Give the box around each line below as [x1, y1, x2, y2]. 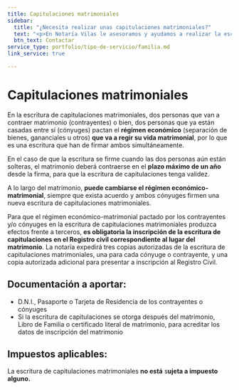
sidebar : [7, 17, 33, 24]
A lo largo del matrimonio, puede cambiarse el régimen [7, 183, 171, 192]
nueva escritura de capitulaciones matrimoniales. [7, 199, 152, 207]
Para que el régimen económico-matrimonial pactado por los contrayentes [7, 212, 226, 221]
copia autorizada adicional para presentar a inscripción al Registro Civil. [7, 258, 218, 266]
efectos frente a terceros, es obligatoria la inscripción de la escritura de [7, 227, 221, 236]
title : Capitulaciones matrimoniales [7, 10, 119, 18]
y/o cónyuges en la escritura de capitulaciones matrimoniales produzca [7, 220, 217, 228]
